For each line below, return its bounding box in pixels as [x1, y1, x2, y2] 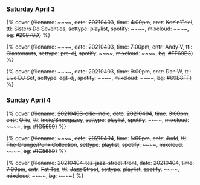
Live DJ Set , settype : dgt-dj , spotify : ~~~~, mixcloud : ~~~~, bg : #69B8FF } [6, 75, 192, 82]
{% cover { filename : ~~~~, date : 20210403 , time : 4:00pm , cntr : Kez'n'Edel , [6, 19, 194, 26]
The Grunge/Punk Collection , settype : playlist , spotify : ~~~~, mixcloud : [6, 141, 184, 148]
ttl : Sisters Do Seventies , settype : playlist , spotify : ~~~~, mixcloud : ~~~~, [6, 25, 189, 32]
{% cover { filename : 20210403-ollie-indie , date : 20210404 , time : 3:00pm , [6, 110, 190, 117]
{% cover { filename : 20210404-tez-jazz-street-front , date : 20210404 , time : [6, 159, 195, 166]
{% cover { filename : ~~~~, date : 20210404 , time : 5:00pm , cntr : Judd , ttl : [6, 134, 188, 141]
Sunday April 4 [6, 96, 51, 104]
